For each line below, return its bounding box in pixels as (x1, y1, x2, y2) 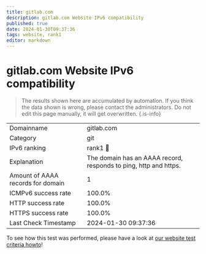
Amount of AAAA (9, 171, 59, 179)
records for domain (9, 179, 65, 187)
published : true (6, 20, 48, 26)
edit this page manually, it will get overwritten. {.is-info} (21, 110, 161, 117)
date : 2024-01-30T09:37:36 (6, 26, 75, 32)
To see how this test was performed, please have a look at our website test (6, 234, 196, 242)
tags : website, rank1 (6, 32, 62, 38)
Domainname (9, 124, 48, 132)
